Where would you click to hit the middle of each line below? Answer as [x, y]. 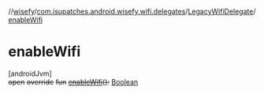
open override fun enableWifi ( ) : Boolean [73, 81]
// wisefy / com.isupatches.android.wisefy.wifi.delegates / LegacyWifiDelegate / [132, 11]
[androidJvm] [30, 73]
